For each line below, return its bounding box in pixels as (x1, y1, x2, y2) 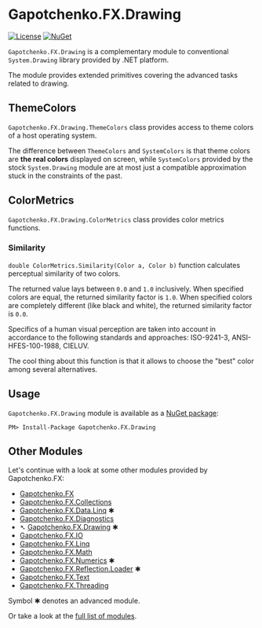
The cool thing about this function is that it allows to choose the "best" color (8, 356, 254, 365)
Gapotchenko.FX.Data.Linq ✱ (19, 505, 115, 516)
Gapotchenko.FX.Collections (19, 498, 112, 507)
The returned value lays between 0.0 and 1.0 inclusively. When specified (8, 284, 245, 293)
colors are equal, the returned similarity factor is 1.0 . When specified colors (8, 292, 253, 302)
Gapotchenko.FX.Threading (19, 581, 109, 590)
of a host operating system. (8, 130, 97, 140)
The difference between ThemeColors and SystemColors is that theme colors (8, 145, 251, 155)
